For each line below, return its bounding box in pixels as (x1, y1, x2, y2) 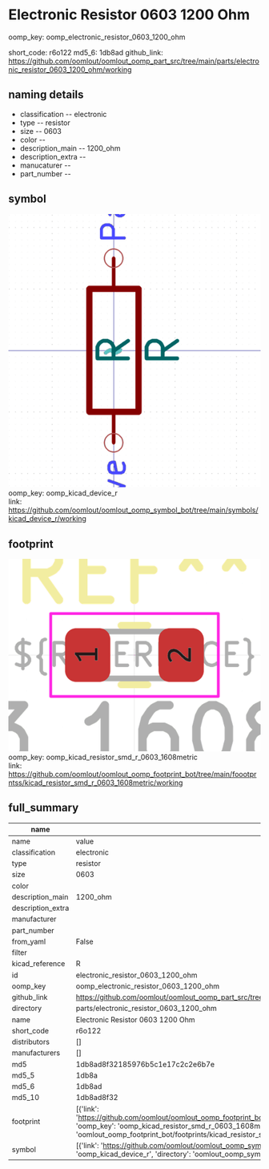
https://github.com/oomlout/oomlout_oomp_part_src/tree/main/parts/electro (8, 56, 260, 66)
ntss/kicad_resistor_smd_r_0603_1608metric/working (8, 778, 183, 787)
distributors (11, 1037, 50, 1047)
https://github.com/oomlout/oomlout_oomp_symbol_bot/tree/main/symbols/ (8, 505, 259, 515)
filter (11, 948, 28, 957)
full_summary (8, 801, 79, 815)
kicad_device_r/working (8, 514, 86, 524)
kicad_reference (11, 959, 66, 969)
